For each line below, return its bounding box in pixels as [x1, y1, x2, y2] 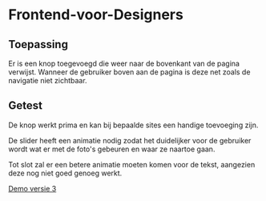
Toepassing [8, 38, 68, 51]
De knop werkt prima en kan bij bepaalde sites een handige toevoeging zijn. [8, 120, 259, 130]
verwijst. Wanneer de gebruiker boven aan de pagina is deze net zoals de [8, 67, 251, 77]
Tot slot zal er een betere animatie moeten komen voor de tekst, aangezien [8, 159, 256, 169]
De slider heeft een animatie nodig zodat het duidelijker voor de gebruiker [8, 135, 252, 145]
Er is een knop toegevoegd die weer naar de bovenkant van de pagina [8, 58, 240, 68]
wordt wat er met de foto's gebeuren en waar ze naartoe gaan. [8, 144, 216, 154]
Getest [8, 98, 42, 113]
